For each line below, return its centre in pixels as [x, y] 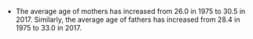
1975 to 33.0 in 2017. [49, 28]
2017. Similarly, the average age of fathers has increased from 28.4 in [128, 19]
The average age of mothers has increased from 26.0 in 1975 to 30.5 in [130, 11]
